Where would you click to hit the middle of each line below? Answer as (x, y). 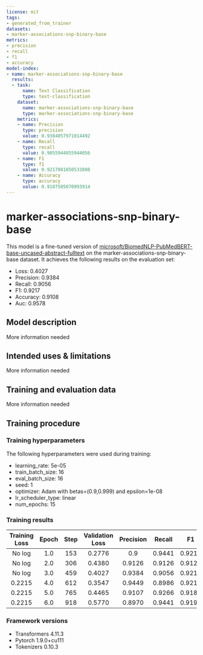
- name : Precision (40, 125)
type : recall (39, 147)
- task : (21, 86)
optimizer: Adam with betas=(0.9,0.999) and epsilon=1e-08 (89, 491)
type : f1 (33, 164)
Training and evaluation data (61, 390)
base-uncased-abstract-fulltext (46, 253)
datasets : (19, 29)
